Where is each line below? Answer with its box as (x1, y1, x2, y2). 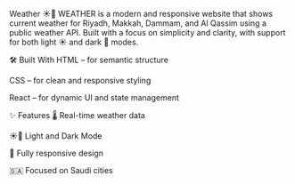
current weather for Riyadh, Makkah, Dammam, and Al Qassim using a (9, 18, 267, 28)
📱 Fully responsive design (9, 148, 104, 158)
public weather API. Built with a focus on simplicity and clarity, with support (9, 28, 286, 37)
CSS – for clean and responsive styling (9, 76, 152, 85)
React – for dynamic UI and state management (9, 92, 180, 102)
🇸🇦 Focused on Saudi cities (9, 165, 113, 175)
